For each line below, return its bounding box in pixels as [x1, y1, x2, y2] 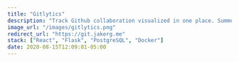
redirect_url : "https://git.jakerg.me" [7, 30, 126, 38]
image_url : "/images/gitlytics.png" [7, 24, 116, 31]
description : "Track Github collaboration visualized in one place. [7, 17, 215, 24]
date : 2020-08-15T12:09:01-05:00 [7, 43, 107, 51]
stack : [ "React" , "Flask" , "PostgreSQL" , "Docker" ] [7, 37, 164, 44]
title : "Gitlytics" [7, 10, 65, 18]
